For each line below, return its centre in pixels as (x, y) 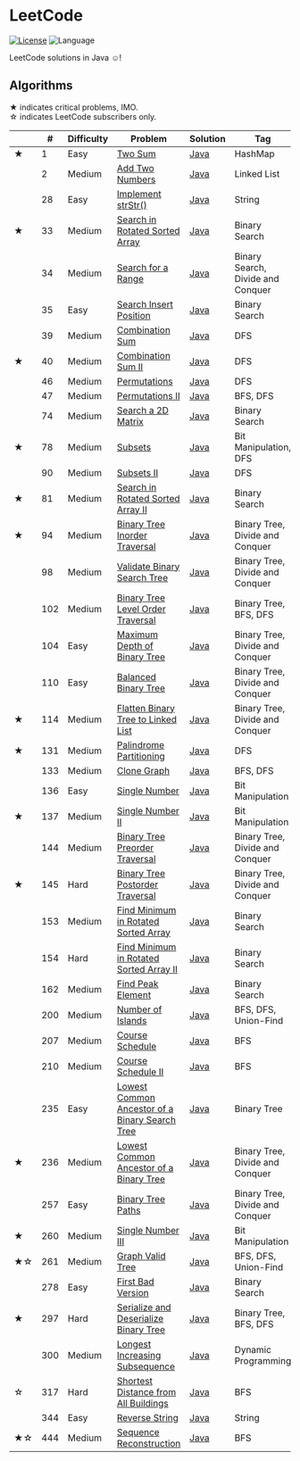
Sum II (130, 367)
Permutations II (148, 395)
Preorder (135, 847)
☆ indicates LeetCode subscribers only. (83, 116)
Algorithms (41, 86)
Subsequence (146, 1366)
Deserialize (140, 1318)
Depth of (135, 645)
